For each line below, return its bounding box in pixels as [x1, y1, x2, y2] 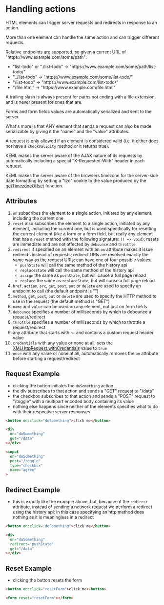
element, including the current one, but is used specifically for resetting [12, 225, 157, 231]
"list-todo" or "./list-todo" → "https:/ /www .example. [12, 64, 116, 69]
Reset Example [5, 564, 52, 573]
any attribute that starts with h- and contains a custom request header [12, 329, 154, 336]
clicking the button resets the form [12, 577, 82, 583]
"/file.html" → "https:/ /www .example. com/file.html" [12, 84, 116, 90]
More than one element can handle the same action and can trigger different [5, 34, 159, 40]
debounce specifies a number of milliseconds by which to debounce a [12, 309, 152, 314]
